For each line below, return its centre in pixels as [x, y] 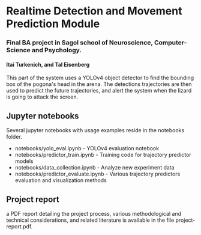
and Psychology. [57, 50]
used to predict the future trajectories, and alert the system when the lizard [99, 91]
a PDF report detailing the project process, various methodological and [94, 213]
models [24, 161]
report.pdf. [19, 226]
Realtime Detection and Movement [94, 11]
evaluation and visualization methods [61, 180]
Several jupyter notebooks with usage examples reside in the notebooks [95, 130]
